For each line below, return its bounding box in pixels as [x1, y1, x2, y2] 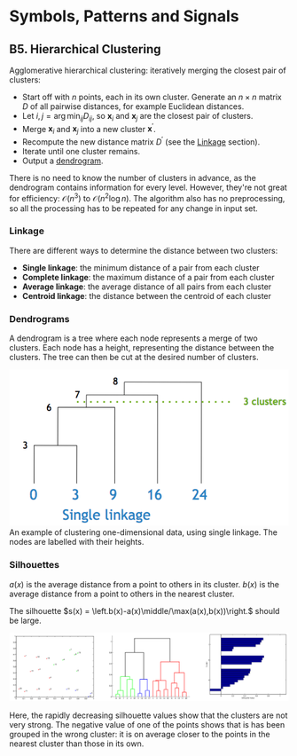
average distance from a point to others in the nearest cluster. [9, 588, 235, 599]
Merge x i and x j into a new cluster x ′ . [21, 122, 157, 137]
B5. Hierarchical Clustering [9, 42, 161, 57]
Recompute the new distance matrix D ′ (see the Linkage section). [21, 135, 261, 147]
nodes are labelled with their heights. [9, 537, 145, 547]
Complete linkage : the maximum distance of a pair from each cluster [21, 272, 275, 282]
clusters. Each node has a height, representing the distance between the [9, 343, 275, 353]
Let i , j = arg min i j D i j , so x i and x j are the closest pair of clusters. [21, 111, 254, 123]
